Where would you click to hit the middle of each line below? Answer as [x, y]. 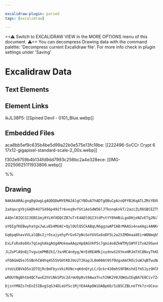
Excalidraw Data [38, 72]
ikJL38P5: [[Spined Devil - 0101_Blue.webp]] [49, 118]
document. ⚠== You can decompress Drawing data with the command [76, 41]
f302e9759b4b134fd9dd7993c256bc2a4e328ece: [56, 159]
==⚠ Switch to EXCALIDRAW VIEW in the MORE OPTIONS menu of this [76, 37]
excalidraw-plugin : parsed [32, 14]
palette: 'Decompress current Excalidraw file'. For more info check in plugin [80, 47]
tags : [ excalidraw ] [25, 18]
